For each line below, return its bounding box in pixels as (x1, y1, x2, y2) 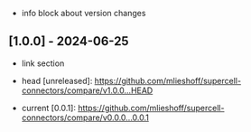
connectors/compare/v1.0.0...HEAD (21, 85, 153, 96)
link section (21, 58, 65, 69)
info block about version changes (21, 8, 146, 18)
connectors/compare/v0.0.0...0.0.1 (21, 112, 150, 123)
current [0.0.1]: (21, 102, 76, 113)
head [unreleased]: (21, 75, 93, 86)
